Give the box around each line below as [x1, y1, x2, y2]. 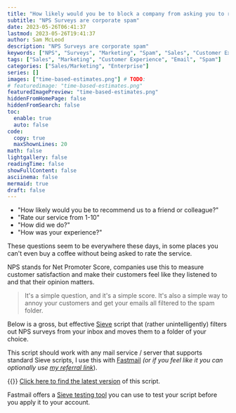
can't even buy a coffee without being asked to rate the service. [7, 249, 192, 258]
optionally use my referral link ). [7, 363, 98, 372]
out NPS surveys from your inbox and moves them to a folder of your [7, 327, 207, 336]
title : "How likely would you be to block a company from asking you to [7, 10, 225, 18]
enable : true [13, 114, 52, 122]
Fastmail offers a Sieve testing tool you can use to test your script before [7, 391, 218, 399]
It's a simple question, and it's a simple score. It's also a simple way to [24, 291, 228, 300]
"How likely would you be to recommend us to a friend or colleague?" [17, 206, 219, 214]
